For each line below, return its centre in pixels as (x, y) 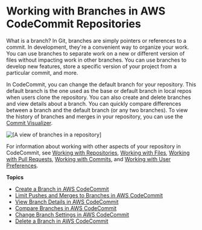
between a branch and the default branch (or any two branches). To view (97, 110)
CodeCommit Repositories (74, 24)
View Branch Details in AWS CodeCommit (67, 202)
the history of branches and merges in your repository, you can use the (95, 117)
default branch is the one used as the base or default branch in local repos (99, 91)
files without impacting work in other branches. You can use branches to (96, 60)
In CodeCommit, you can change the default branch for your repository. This (101, 84)
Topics (15, 177)
